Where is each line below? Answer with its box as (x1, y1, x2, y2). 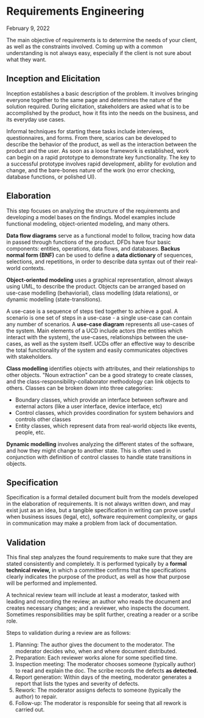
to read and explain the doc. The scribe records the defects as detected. (15, 667, 199, 675)
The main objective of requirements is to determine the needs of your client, (6, 36, 197, 43)
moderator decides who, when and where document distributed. (15, 648, 177, 655)
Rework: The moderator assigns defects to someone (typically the (15, 686, 181, 694)
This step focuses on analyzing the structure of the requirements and (6, 207, 180, 214)
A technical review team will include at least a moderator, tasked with (6, 592, 180, 599)
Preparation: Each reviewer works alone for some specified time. (15, 654, 178, 661)
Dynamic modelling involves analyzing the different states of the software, (6, 440, 194, 447)
